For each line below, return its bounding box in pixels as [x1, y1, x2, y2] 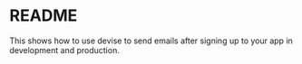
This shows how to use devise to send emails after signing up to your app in [9, 35, 293, 46]
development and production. [9, 44, 120, 55]
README [9, 5, 78, 26]
